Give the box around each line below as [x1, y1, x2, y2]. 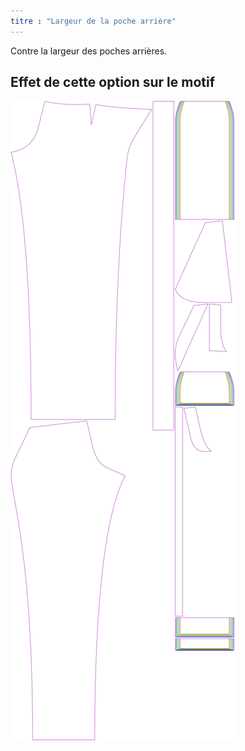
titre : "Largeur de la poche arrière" [10, 16, 177, 26]
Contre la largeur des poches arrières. [10, 45, 168, 57]
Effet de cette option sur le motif [10, 74, 216, 91]
